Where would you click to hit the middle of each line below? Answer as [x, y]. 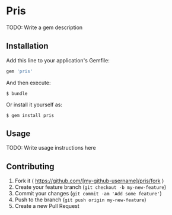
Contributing [30, 167]
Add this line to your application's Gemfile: [58, 60]
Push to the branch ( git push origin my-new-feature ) [80, 200]
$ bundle [17, 93]
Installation [27, 46]
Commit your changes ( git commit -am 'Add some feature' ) [88, 194]
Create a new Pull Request [47, 206]
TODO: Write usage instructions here [51, 148]
